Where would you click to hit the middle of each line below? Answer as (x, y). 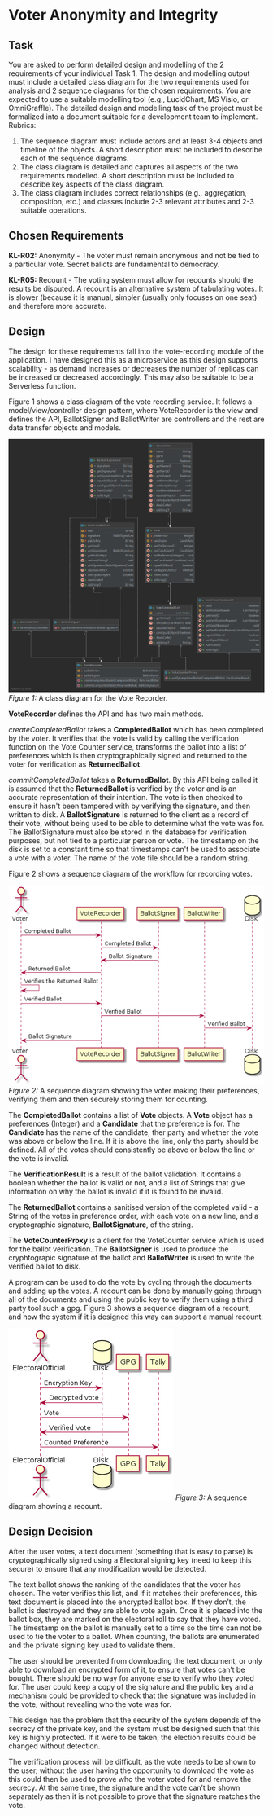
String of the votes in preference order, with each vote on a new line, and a (134, 1216)
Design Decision (51, 1532)
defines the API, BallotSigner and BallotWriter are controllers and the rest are (136, 419)
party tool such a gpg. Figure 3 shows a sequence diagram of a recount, (130, 1308)
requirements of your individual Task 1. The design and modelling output (129, 73)
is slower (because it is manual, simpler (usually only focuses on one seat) (133, 297)
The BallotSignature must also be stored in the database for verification (128, 832)
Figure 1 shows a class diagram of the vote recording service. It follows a (130, 402)
